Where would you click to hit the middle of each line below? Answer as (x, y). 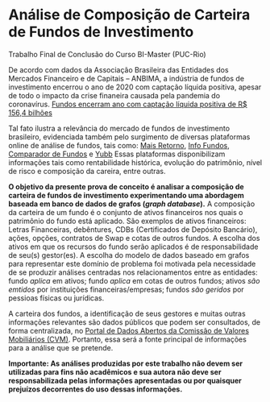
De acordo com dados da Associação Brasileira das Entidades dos (118, 69)
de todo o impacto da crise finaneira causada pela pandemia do (114, 95)
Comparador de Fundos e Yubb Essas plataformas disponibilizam (117, 154)
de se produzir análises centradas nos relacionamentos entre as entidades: (133, 272)
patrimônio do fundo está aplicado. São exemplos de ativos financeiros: (127, 221)
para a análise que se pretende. (61, 347)
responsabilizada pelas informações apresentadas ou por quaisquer (125, 380)
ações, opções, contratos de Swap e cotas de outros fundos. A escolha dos (134, 238)
